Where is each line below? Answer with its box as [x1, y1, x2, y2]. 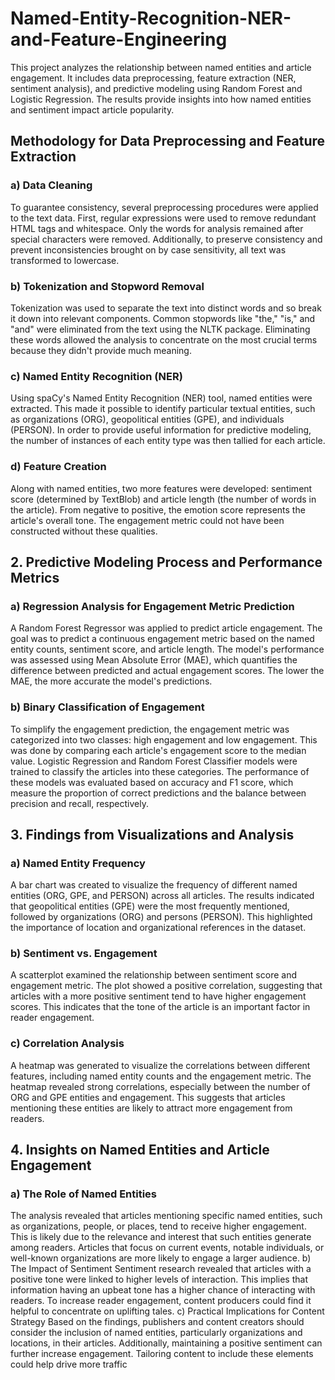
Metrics [10, 569, 60, 586]
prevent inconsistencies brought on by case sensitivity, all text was [10, 243, 287, 256]
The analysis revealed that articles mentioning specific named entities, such [10, 1210, 323, 1222]
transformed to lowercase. [10, 254, 120, 266]
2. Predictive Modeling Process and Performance [10, 553, 323, 571]
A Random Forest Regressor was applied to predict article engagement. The [10, 622, 323, 634]
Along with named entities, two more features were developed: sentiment [10, 482, 313, 494]
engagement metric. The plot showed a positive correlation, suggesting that [10, 980, 323, 992]
